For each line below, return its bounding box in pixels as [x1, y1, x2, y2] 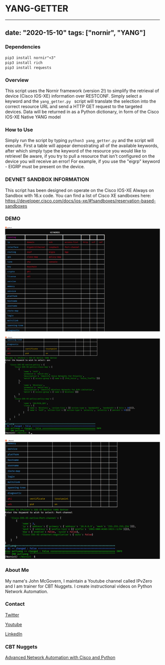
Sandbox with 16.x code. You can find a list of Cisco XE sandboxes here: [5, 192, 151, 198]
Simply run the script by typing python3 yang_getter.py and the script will [5, 138, 154, 144]
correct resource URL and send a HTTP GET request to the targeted [5, 103, 142, 109]
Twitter [5, 612, 20, 618]
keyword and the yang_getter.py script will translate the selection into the [5, 98, 156, 104]
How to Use [5, 126, 33, 133]
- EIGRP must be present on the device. [5, 164, 85, 170]
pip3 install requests [5, 65, 52, 70]
